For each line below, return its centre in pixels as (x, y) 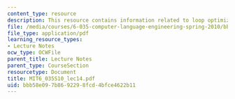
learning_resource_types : (45, 40)
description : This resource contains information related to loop (106, 20)
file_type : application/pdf (48, 33)
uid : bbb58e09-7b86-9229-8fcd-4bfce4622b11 (72, 85)
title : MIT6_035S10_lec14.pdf (51, 78)
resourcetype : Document (42, 72)
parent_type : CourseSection (48, 66)
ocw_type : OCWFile (34, 53)
